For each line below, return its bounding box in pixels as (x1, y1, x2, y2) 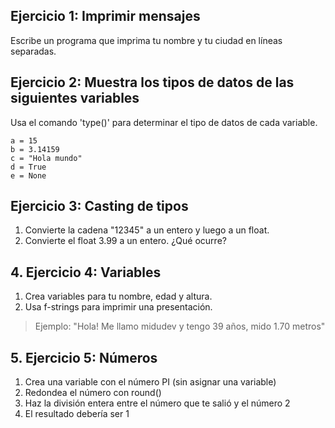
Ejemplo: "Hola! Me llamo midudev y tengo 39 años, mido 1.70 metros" (34, 320, 326, 333)
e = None (10, 170, 47, 181)
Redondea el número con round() (24, 387, 162, 399)
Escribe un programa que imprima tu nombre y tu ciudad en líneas (10, 34, 283, 46)
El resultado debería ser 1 (24, 408, 130, 420)
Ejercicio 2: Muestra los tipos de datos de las (10, 74, 295, 91)
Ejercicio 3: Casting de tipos (10, 198, 189, 215)
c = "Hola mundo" (10, 153, 83, 163)
